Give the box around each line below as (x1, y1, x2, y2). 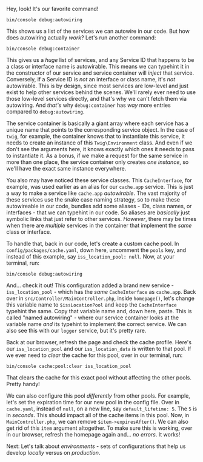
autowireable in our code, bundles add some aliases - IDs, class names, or (6, 203, 192, 209)
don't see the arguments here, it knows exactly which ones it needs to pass (6, 146, 195, 152)
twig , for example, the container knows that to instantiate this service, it (6, 133, 185, 140)
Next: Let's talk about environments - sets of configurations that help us (6, 443, 186, 450)
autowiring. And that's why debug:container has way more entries (6, 101, 171, 109)
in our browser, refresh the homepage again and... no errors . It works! (6, 431, 181, 438)
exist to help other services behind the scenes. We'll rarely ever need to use (6, 89, 196, 96)
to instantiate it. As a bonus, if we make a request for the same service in (6, 152, 188, 159)
